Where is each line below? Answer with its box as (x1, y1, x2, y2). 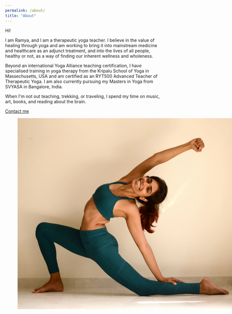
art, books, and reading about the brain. (5, 98, 86, 104)
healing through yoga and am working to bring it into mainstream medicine (5, 42, 158, 48)
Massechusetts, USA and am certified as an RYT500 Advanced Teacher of (5, 73, 158, 79)
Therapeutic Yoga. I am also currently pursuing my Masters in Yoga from (5, 78, 154, 84)
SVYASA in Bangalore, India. (5, 83, 63, 89)
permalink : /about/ (5, 8, 46, 13)
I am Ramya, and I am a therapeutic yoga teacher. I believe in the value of (5, 37, 155, 43)
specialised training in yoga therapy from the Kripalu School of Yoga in (5, 67, 149, 74)
